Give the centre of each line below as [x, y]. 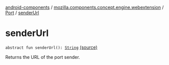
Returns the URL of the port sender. [43, 57]
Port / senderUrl [22, 13]
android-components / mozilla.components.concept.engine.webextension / [84, 7]
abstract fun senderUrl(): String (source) [52, 47]
